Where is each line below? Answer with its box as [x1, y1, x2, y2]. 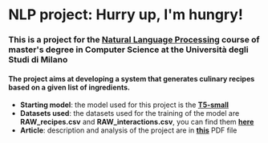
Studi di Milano [8, 54, 68, 66]
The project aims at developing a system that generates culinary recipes [8, 73, 255, 83]
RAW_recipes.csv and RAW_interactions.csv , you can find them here [19, 117, 254, 127]
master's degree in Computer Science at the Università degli [8, 44, 249, 55]
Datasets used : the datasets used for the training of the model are [19, 109, 240, 118]
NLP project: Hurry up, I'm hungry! [8, 6, 243, 24]
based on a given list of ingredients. [8, 82, 131, 92]
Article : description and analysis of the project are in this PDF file [19, 125, 238, 135]
